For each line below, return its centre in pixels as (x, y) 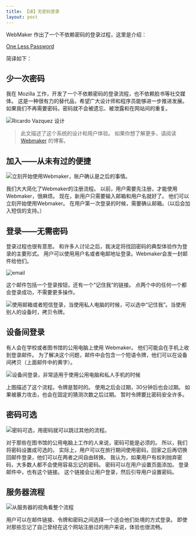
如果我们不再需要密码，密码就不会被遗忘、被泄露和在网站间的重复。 (88, 109)
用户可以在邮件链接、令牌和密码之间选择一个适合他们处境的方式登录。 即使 (97, 520)
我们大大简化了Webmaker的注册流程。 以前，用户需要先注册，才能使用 (92, 189)
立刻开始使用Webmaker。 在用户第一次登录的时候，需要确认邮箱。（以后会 (96, 204)
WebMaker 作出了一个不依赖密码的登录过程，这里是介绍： (77, 34)
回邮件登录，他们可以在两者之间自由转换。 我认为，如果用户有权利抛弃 (92, 457)
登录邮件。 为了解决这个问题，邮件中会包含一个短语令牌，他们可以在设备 (99, 355)
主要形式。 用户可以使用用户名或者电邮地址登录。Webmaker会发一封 (99, 254)
